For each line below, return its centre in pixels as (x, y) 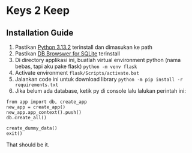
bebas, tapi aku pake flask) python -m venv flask (76, 66)
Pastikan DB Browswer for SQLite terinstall (67, 54)
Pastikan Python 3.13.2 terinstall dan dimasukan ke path (84, 47)
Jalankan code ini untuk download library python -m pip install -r (99, 79)
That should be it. (28, 145)
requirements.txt (37, 85)
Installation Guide (40, 33)
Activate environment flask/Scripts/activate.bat (77, 73)
